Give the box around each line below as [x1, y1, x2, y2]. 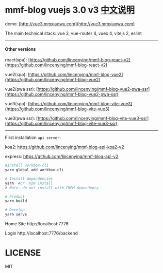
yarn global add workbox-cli [5, 168, 64, 173]
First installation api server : [5, 135, 61, 140]
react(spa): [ [5, 57, 30, 63]
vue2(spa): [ [5, 72, 30, 78]
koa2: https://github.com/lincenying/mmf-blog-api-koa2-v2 [5, 144, 125, 150]
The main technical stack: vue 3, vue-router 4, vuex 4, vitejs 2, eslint [5, 30, 142, 36]
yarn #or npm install [5, 181, 53, 186]
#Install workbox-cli [5, 163, 49, 168]
